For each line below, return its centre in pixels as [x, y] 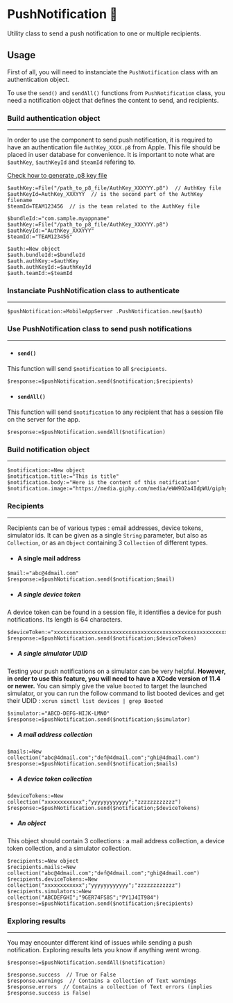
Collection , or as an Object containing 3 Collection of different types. [107, 542]
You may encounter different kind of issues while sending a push [100, 942]
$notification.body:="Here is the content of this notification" [103, 483]
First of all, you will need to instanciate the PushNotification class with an [113, 72]
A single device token [49, 595]
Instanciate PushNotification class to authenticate [94, 290]
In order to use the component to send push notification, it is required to [110, 140]
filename [20, 201]
